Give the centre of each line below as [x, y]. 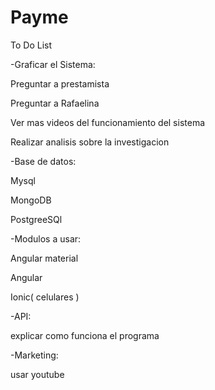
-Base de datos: [43, 161]
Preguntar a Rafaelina [55, 103]
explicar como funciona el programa [85, 335]
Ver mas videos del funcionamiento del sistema [108, 122]
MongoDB [31, 200]
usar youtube [37, 374]
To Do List [31, 45]
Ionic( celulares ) [45, 297]
